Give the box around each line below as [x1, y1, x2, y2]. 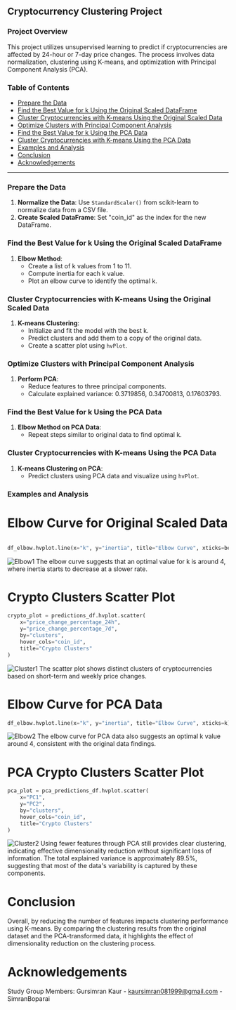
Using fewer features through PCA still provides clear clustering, [40, 839, 227, 848]
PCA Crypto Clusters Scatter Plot [7, 764, 204, 780]
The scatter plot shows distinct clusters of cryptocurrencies [39, 664, 213, 673]
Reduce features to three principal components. [27, 382, 166, 391]
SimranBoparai [7, 995, 51, 1003]
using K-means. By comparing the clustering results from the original [7, 924, 206, 933]
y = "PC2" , [20, 801, 46, 808]
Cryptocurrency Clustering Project [7, 6, 163, 18]
